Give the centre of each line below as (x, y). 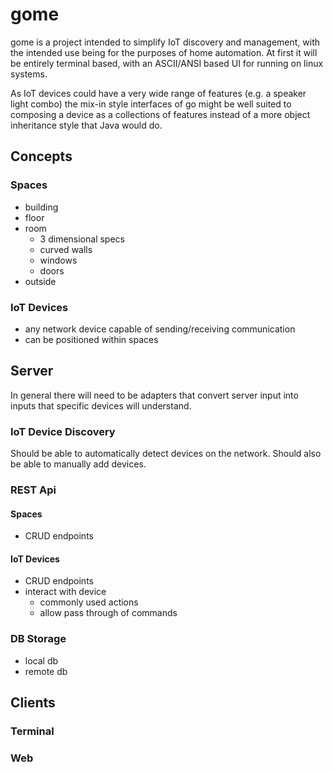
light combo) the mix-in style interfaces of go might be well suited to (151, 104)
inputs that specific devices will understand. (101, 405)
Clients (33, 703)
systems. (29, 74)
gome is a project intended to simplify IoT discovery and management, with (165, 42)
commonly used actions (89, 602)
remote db (46, 671)
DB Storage (38, 639)
